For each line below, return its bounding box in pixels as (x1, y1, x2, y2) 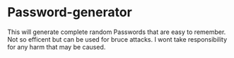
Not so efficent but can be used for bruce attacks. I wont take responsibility (7, 35, 228, 43)
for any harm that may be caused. (7, 42, 106, 51)
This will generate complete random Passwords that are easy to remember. (7, 28, 226, 36)
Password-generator (7, 4, 132, 21)
